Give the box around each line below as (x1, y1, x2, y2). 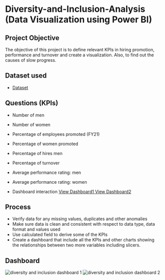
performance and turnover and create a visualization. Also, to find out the (5, 52, 154, 58)
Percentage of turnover (12, 160, 60, 166)
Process (5, 203, 31, 211)
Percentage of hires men (12, 150, 63, 156)
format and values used (12, 226, 61, 233)
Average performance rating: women (12, 179, 87, 185)
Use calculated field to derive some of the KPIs (12, 232, 108, 238)
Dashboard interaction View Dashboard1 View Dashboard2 (12, 189, 132, 195)
